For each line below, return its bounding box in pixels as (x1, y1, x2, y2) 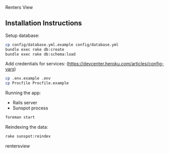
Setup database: (5, 32, 39, 39)
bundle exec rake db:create (5, 47, 65, 52)
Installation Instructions (5, 19, 82, 27)
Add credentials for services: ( (5, 61, 68, 67)
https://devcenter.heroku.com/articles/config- (68, 61, 164, 67)
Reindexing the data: (5, 124, 48, 130)
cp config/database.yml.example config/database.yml (5, 42, 119, 47)
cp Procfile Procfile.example (5, 81, 69, 86)
